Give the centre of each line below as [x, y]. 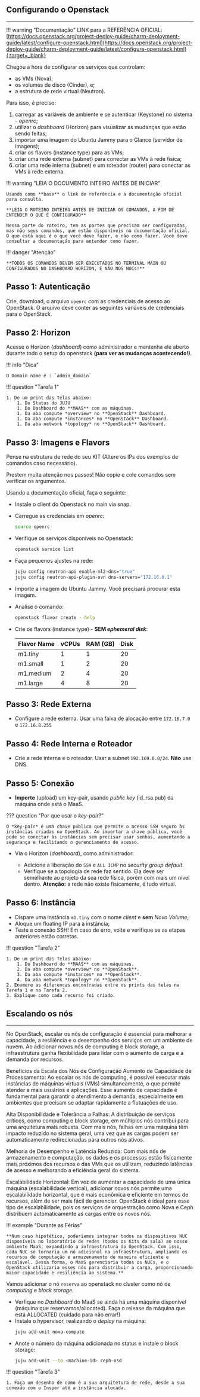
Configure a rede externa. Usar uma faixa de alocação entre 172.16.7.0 [102, 719]
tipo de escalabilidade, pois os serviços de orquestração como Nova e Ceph [100, 1207]
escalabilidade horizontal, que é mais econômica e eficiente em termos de [97, 1194]
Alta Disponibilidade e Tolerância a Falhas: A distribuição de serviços [91, 1114]
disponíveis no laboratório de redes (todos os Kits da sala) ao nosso [97, 1241]
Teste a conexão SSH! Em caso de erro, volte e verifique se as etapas [100, 930]
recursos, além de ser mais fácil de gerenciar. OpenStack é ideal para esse [98, 1201]
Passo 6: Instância [41, 903]
